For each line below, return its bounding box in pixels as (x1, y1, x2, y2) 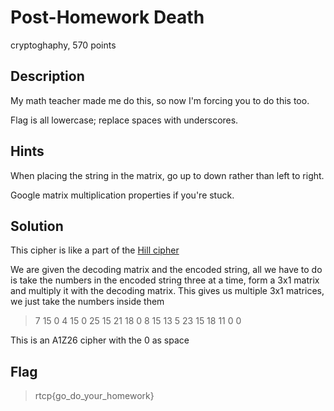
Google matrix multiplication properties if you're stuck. (10, 189, 235, 201)
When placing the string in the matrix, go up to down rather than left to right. (10, 169, 325, 181)
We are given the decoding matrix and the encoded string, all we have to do (10, 264, 323, 276)
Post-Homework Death (10, 6, 205, 29)
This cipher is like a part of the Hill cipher (10, 244, 180, 256)
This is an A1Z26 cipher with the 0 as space (10, 334, 190, 346)
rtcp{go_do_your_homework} (34, 390, 155, 402)
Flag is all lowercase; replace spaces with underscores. (10, 114, 239, 126)
